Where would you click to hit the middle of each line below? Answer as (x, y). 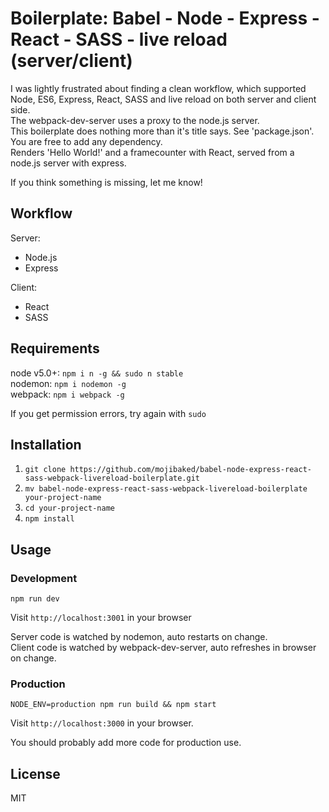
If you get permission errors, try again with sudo (108, 413)
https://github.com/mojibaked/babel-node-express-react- (190, 470)
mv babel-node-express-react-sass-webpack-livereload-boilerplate (166, 489)
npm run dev (35, 599)
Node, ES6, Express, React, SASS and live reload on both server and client (163, 99)
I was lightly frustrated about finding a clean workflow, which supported (158, 88)
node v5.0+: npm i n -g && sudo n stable (97, 373)
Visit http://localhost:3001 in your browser (101, 618)
